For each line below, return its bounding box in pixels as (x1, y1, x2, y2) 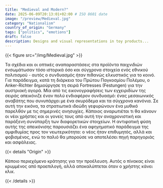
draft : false (5, 35, 32, 39)
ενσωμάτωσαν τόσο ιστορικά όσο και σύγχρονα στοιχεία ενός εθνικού (5, 67, 148, 73)
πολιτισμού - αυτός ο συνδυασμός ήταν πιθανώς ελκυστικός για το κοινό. (5, 72, 156, 78)
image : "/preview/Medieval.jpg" (5, 16, 71, 21)
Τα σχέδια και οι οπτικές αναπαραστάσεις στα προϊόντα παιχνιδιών (5, 61, 143, 67)
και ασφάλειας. (5, 139, 37, 145)
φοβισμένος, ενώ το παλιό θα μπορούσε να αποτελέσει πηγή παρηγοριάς (5, 134, 155, 140)
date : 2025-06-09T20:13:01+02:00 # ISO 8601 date (5, 12, 108, 17)
